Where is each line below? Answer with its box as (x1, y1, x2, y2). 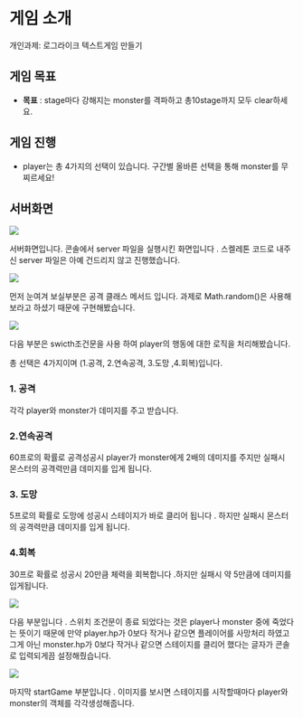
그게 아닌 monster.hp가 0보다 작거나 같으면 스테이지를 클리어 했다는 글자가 (9, 638, 274, 649)
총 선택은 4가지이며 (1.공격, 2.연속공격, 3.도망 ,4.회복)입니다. (9, 358, 223, 369)
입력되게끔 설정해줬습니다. (18, 650, 111, 661)
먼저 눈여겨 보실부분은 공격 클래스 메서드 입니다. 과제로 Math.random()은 (9, 291, 268, 302)
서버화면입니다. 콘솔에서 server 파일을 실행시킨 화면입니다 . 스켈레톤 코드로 (9, 243, 275, 254)
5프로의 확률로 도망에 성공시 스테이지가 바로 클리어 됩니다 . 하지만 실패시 (9, 510, 265, 521)
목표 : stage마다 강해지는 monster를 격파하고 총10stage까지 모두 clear (22, 94, 274, 105)
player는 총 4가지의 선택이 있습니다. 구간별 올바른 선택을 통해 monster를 (22, 160, 279, 172)
